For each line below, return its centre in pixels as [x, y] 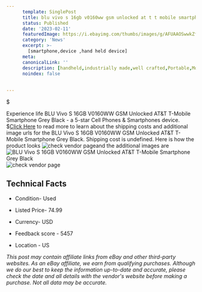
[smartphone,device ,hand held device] [78, 51]
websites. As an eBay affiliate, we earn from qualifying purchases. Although [101, 263]
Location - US [32, 245]
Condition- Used [35, 198]
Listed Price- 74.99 [38, 210]
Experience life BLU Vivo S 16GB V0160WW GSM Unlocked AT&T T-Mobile [99, 113]
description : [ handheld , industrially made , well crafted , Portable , [107, 68]
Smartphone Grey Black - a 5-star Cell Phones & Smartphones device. [93, 120]
